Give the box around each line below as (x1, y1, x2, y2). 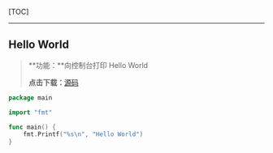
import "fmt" (8, 108, 53, 117)
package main (8, 93, 53, 102)
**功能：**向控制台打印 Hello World (28, 60, 149, 70)
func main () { (8, 123, 57, 131)
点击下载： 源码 (28, 77, 79, 87)
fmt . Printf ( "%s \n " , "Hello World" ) (23, 130, 144, 138)
